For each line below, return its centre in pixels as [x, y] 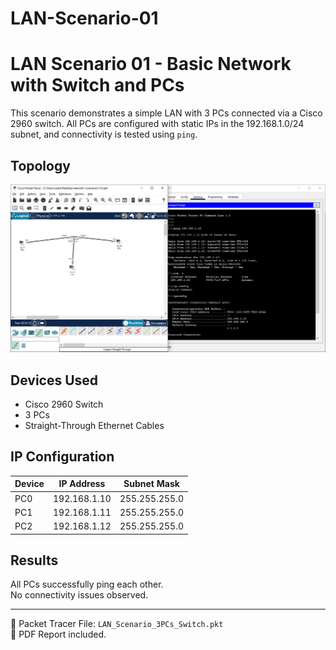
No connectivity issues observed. [79, 595]
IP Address [82, 484]
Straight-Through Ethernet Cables [94, 425]
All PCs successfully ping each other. [87, 584]
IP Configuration [62, 457]
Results [34, 560]
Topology [40, 165]
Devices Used [54, 380]
